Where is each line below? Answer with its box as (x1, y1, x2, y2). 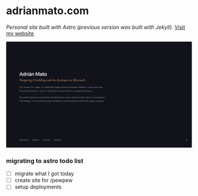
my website (6, 29, 34, 36)
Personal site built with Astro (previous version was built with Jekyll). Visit (6, 24, 186, 31)
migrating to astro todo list (6, 157, 84, 165)
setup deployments (14, 184, 62, 191)
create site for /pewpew (14, 177, 73, 184)
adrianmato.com (6, 4, 90, 18)
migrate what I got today (14, 170, 74, 177)
